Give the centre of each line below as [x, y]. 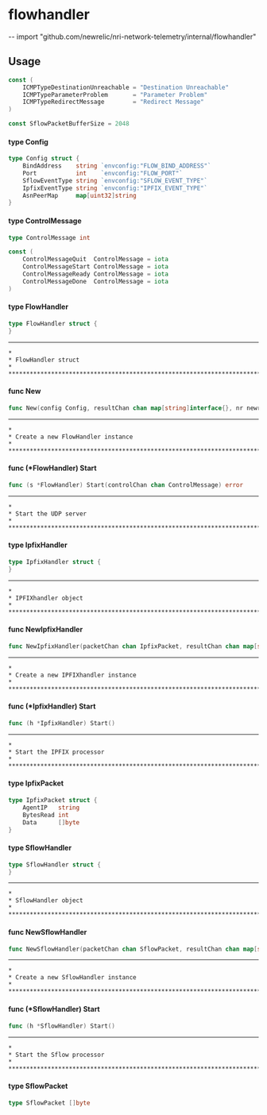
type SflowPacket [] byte [49, 1103]
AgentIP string [51, 808]
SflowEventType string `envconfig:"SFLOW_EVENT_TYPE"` [115, 180]
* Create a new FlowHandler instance [71, 437]
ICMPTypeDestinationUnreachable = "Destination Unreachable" [126, 87]
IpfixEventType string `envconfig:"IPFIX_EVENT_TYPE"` [115, 188]
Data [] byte [51, 822]
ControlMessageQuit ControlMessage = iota [96, 260]
